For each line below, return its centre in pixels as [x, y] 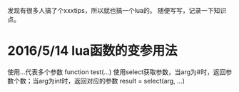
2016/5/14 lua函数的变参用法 [92, 51]
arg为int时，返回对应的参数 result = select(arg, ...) [112, 81]
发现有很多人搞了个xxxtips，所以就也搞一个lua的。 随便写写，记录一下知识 [117, 10]
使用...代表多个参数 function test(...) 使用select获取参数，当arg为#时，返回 [117, 72]
